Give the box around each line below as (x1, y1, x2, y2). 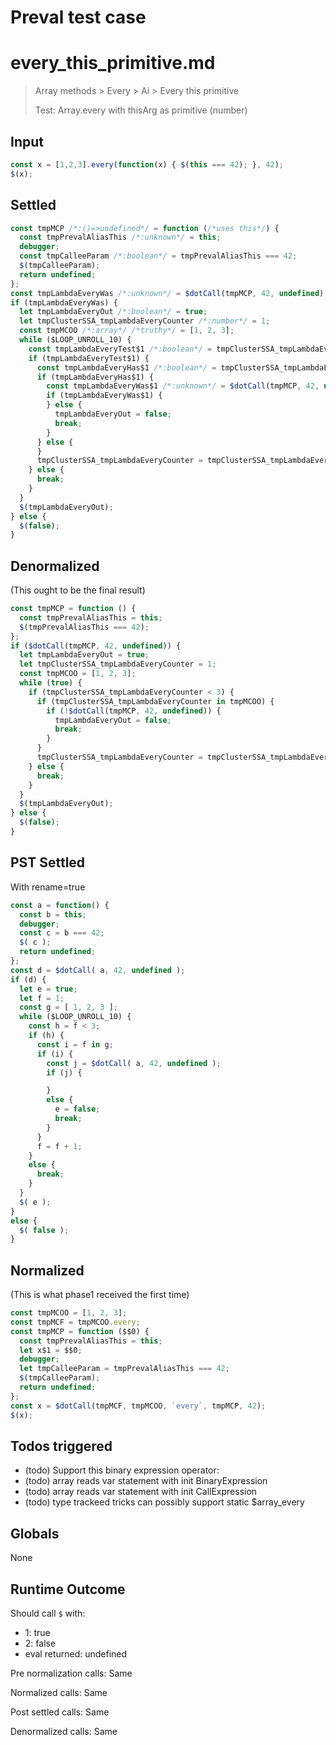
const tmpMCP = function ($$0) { (10, 1326, 150, 1336)
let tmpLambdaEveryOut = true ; (19, 650, 150, 660)
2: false (24, 1637, 57, 1649)
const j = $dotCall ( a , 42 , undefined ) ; (46, 1058, 222, 1068)
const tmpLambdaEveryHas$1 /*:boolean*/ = (36, 362, 217, 373)
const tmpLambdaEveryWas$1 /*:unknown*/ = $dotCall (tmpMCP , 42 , (46, 381, 320, 391)
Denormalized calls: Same (10, 1726, 118, 1737)
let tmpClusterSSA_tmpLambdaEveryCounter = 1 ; (19, 659, 217, 670)
